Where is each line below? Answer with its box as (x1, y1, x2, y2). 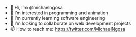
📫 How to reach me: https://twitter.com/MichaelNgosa (10, 26, 126, 32)
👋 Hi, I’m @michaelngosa (10, 5, 63, 10)
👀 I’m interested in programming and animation (10, 10, 108, 16)
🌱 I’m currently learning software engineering (10, 15, 105, 21)
